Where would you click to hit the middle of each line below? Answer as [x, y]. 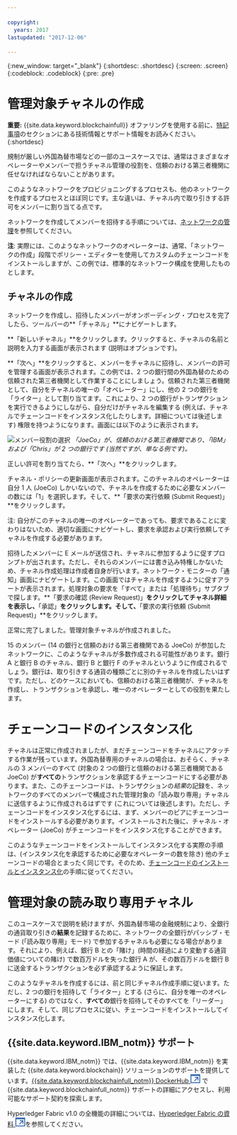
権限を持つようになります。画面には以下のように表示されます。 [110, 425]
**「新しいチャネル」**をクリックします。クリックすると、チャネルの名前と [118, 339]
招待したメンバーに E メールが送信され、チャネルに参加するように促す [110, 553]
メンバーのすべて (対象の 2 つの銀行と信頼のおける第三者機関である [126, 768]
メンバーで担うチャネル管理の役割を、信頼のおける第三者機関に [137, 166]
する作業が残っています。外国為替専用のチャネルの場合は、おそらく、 [109, 759]
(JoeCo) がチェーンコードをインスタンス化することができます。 [133, 830]
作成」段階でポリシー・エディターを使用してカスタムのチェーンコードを [125, 255]
